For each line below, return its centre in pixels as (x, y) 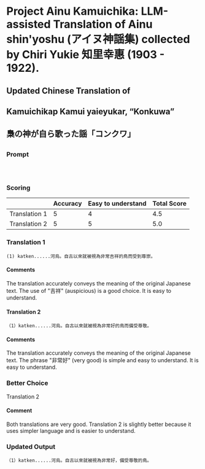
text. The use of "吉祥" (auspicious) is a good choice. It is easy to (89, 290)
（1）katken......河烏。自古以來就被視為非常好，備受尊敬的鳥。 (79, 461)
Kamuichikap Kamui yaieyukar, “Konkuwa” (91, 111)
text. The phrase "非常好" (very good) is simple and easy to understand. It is (102, 360)
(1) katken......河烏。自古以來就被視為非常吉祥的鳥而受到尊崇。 (81, 256)
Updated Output (31, 446)
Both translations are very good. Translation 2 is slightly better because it (99, 424)
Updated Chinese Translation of (68, 91)
